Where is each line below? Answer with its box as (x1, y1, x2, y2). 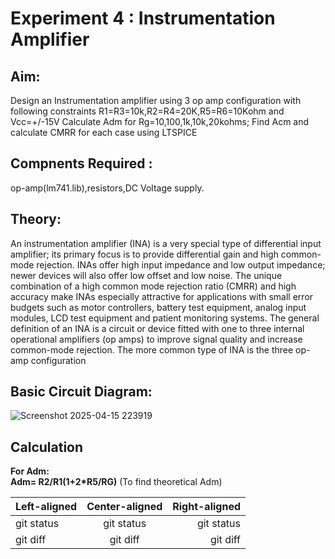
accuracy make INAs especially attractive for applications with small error (10, 290, 314, 302)
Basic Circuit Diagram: (10, 383, 153, 401)
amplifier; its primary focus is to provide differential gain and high (10, 248, 279, 260)
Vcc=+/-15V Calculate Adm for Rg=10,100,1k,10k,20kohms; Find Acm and (10, 116, 310, 127)
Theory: (10, 211, 62, 228)
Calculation (10, 438, 84, 456)
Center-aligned (86, 500, 163, 514)
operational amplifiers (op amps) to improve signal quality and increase (10, 333, 303, 345)
